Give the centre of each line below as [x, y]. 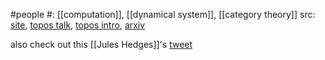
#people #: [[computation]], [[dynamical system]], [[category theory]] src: [163, 14]
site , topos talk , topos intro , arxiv [78, 25]
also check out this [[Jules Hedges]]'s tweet [101, 44]
